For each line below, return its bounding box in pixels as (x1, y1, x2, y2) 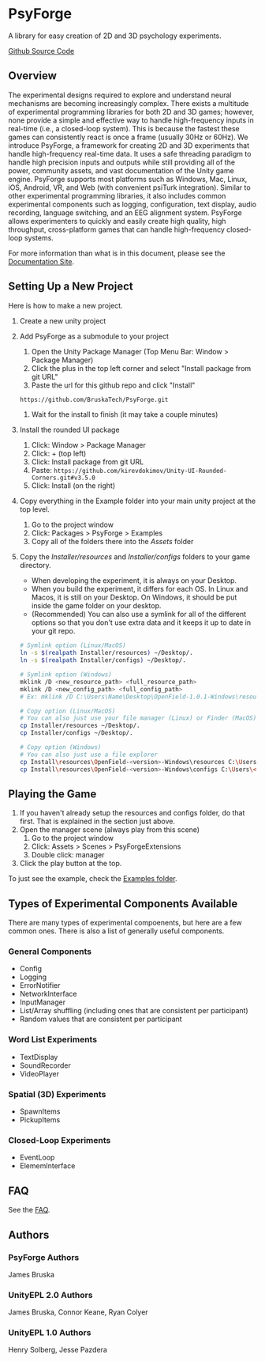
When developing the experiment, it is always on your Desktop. (31, 576, 237, 585)
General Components (8, 946, 92, 957)
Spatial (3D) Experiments (8, 1088, 106, 1099)
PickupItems (19, 1115, 61, 1125)
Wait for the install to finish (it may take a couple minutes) (31, 410, 218, 419)
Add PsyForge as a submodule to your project (19, 331, 170, 341)
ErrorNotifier (19, 981, 61, 990)
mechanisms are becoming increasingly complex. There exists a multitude (8, 98, 249, 108)
